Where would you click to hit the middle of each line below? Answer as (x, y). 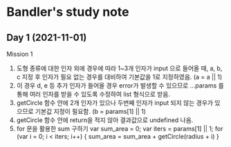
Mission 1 (20, 54)
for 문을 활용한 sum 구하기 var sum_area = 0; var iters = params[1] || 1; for (120, 129)
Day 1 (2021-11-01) (47, 38)
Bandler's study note (68, 12)
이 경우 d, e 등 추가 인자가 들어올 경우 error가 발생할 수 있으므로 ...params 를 (120, 86)
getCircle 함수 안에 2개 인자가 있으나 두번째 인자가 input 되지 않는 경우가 (115, 103)
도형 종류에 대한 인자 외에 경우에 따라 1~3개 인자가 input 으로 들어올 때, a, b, (119, 68)
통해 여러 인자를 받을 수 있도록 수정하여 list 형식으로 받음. (93, 94)
